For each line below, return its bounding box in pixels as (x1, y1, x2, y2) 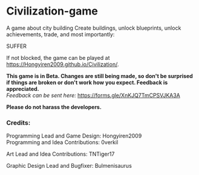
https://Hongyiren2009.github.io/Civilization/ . (6, 61, 119, 68)
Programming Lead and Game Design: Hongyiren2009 (6, 132, 142, 140)
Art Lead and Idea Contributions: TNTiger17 (6, 150, 115, 158)
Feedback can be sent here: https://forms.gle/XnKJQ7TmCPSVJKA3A (6, 91, 180, 99)
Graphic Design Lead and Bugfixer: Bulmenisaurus (6, 162, 132, 170)
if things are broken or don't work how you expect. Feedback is (6, 79, 168, 86)
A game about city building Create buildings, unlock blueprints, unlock (6, 24, 181, 31)
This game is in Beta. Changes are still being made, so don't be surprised (6, 72, 194, 79)
